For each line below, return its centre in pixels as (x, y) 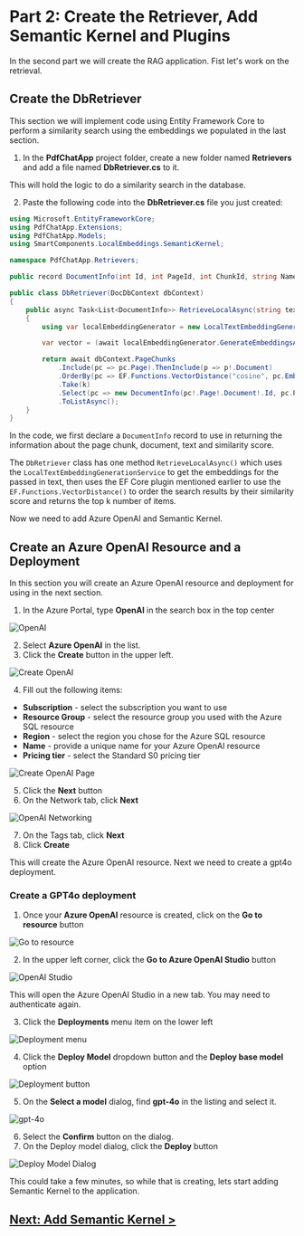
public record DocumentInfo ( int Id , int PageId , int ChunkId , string (143, 277)
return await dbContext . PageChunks (109, 359)
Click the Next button (62, 791)
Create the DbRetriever (76, 99)
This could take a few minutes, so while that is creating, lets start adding (144, 1182)
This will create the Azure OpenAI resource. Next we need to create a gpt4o (151, 862)
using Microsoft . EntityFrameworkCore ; (82, 219)
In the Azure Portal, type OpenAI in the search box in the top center (148, 610)
